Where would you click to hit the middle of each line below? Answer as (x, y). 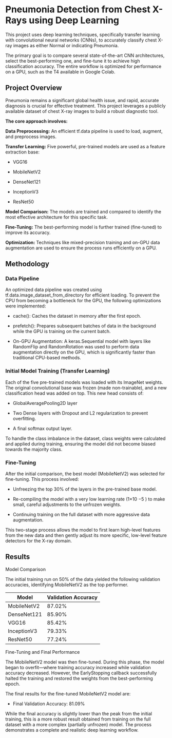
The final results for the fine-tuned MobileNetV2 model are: (68, 693)
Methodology (27, 264)
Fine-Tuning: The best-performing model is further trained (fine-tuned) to (83, 227)
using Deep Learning (74, 20)
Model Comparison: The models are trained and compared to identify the (83, 211)
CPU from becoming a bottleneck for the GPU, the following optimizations (83, 301)
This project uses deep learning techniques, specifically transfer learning (83, 34)
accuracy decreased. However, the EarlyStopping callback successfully (81, 673)
